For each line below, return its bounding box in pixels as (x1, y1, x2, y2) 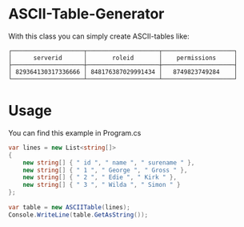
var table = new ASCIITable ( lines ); (8, 203, 130, 211)
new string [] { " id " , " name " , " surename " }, (22, 158, 195, 167)
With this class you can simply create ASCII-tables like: (8, 31, 190, 41)
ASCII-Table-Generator (8, 5, 165, 23)
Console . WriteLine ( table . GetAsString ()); (8, 210, 149, 219)
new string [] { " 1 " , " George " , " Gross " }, (22, 166, 188, 174)
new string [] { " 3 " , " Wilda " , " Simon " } (22, 181, 181, 189)
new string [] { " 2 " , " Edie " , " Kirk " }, (22, 173, 178, 181)
